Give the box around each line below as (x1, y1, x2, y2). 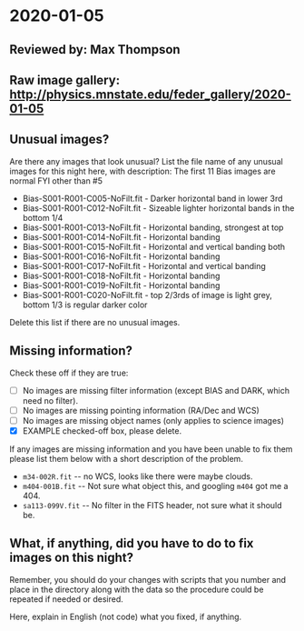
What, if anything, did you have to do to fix (9, 536, 254, 551)
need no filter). (22, 395, 79, 406)
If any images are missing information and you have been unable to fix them (9, 443, 293, 455)
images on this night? (9, 550, 134, 566)
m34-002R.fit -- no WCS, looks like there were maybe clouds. (22, 470, 253, 482)
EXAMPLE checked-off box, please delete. (22, 425, 182, 436)
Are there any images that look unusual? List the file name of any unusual (9, 155, 283, 166)
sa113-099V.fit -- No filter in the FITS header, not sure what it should (22, 499, 283, 510)
